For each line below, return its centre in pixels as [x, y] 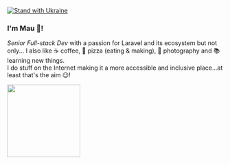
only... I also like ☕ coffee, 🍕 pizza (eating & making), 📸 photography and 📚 [114, 51]
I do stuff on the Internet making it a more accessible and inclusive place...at [115, 68]
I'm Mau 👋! [25, 28]
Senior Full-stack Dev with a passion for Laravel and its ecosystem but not [112, 43]
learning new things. [36, 61]
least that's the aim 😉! [39, 75]
